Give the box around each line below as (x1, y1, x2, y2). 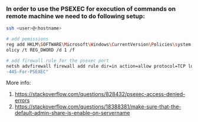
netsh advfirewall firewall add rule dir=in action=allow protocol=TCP (6, 63, 186, 69)
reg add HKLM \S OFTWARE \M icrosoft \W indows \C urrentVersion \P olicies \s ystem (6, 42, 192, 48)
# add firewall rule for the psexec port (6, 58, 110, 64)
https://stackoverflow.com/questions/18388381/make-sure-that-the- (14, 103, 181, 110)
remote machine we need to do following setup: (6, 12, 146, 20)
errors (14, 97, 30, 104)
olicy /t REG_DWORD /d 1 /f (6, 47, 75, 53)
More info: (6, 79, 31, 87)
